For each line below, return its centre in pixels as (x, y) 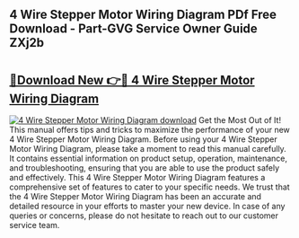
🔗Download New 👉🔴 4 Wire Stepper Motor (132, 80)
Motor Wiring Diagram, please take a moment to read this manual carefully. (148, 149)
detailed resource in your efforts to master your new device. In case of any (147, 206)
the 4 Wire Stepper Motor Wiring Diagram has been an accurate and (136, 196)
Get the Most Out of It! (240, 120)
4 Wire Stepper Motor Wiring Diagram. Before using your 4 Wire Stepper (144, 139)
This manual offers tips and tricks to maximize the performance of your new (149, 130)
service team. (35, 225)
